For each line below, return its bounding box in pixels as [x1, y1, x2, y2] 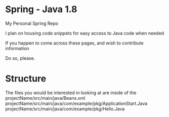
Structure [5, 73, 47, 85]
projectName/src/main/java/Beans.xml [5, 95, 86, 101]
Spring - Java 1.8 [5, 4, 77, 15]
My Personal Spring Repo [5, 20, 59, 26]
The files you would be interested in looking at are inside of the [5, 90, 137, 96]
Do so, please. [5, 55, 35, 61]
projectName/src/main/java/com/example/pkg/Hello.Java [5, 105, 125, 112]
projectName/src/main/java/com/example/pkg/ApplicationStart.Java [5, 100, 148, 106]
